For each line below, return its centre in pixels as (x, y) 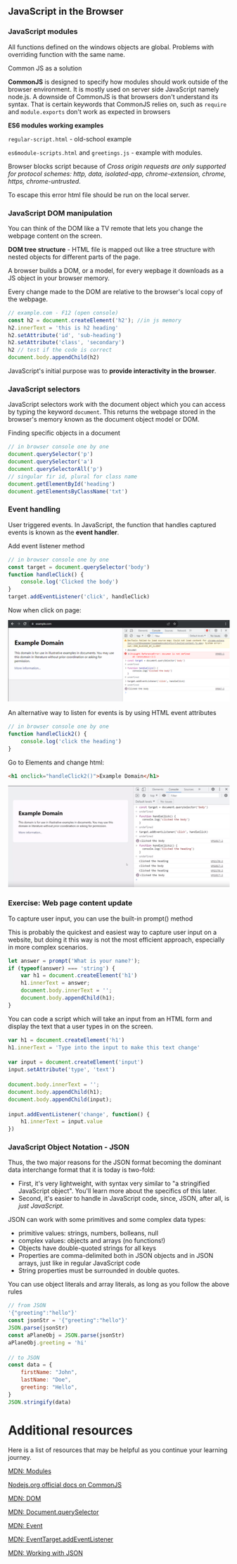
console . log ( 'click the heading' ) (71, 741)
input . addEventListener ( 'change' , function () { (79, 1114)
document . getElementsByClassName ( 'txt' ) (68, 491)
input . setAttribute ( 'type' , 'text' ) (62, 1070)
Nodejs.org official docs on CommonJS (65, 1484)
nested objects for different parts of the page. (74, 257)
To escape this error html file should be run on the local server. (99, 195)
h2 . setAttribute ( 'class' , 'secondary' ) (66, 343)
